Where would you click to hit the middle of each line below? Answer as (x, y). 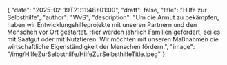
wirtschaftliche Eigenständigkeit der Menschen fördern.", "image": (101, 47)
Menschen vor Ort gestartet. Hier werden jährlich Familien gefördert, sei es (114, 32)
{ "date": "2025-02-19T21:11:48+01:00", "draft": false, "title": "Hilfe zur (107, 10)
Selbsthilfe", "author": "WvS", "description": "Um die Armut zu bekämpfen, (113, 17)
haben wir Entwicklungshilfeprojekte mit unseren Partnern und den (102, 25)
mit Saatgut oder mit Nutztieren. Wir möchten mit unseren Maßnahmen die (113, 39)
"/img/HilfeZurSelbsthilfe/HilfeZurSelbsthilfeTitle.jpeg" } (86, 54)
